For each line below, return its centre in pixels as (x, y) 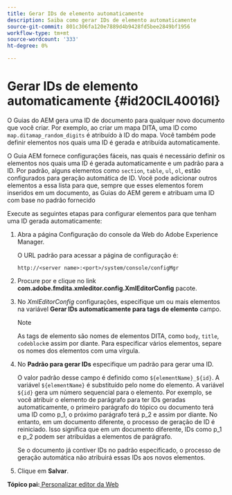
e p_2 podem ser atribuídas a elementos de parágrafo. (95, 436)
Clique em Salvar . (43, 471)
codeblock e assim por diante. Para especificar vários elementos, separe (119, 343)
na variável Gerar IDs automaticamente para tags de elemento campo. (119, 309)
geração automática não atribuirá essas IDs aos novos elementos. (111, 457)
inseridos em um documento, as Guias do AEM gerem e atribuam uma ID (111, 192)
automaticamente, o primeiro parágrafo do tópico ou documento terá (115, 407)
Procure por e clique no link (56, 280)
